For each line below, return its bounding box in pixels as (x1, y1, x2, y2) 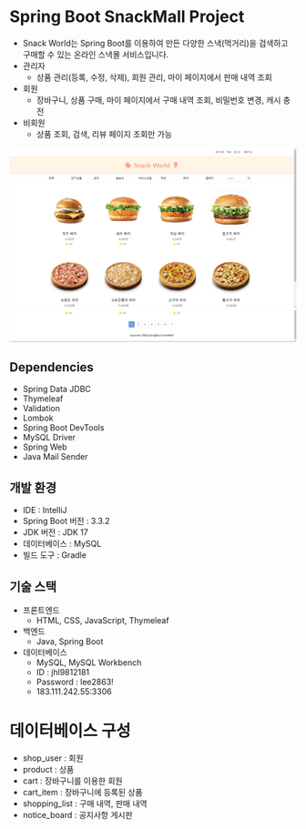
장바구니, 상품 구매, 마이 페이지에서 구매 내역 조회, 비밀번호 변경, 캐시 (36, 94, 281, 106)
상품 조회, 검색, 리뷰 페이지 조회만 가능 (36, 128, 173, 139)
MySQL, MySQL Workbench (36, 657, 142, 668)
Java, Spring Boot (36, 635, 104, 647)
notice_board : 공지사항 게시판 (22, 809, 134, 820)
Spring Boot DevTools (22, 422, 105, 433)
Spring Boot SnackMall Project (9, 6, 245, 27)
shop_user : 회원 (22, 753, 84, 763)
